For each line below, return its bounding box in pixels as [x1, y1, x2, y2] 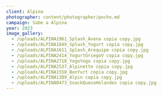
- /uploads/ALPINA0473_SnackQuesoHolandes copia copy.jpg [11, 80, 157, 86]
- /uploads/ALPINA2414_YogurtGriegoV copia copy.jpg [11, 53, 144, 58]
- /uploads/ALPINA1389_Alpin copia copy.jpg [11, 74, 123, 80]
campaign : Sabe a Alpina [6, 19, 67, 25]
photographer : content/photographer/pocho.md [6, 14, 120, 20]
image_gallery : [6, 31, 44, 37]
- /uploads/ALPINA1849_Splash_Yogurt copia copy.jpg [11, 42, 144, 48]
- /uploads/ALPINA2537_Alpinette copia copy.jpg [11, 63, 133, 70]
